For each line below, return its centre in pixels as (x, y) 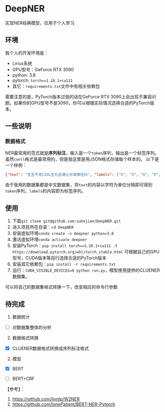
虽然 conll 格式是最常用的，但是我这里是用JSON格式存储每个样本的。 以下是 (82, 159)
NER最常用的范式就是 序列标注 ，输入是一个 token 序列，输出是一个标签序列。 (82, 153)
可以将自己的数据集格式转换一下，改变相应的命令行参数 (61, 287)
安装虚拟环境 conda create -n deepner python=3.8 (63, 233)
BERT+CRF (23, 379)
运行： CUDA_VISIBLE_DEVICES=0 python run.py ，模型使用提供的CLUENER (86, 270)
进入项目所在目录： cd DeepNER (43, 227)
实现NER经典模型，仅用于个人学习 (40, 23)
